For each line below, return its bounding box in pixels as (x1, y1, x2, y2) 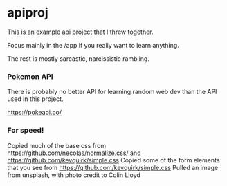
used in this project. (7, 95, 64, 103)
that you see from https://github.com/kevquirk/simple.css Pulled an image (7, 163, 219, 171)
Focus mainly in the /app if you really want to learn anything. (7, 41, 180, 49)
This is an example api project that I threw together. (7, 28, 154, 36)
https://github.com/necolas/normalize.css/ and (7, 149, 141, 157)
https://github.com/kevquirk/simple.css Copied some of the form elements (7, 156, 220, 164)
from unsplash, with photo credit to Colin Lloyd (7, 171, 140, 179)
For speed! (7, 126, 44, 136)
